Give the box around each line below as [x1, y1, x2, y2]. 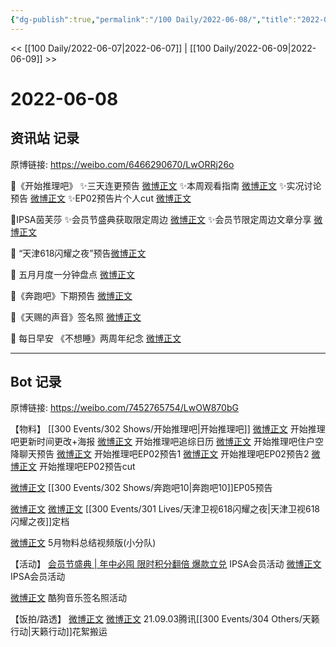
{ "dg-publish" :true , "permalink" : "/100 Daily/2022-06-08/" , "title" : [10, 14, 298, 25]
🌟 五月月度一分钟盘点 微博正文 [10, 268, 136, 280]
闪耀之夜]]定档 [10, 516, 70, 528]
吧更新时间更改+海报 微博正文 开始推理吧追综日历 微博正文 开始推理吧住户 [10, 436, 316, 448]
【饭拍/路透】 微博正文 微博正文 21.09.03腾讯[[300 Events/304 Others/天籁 [10, 613, 320, 625]
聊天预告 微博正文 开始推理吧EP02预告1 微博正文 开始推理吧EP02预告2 [18, 448, 310, 460]
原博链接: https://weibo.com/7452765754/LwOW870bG [10, 402, 239, 414]
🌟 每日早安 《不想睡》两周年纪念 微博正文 [10, 332, 182, 344]
